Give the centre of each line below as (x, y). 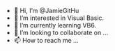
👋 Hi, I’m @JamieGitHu (46, 11)
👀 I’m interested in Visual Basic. (59, 18)
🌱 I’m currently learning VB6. (55, 25)
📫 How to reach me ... (46, 40)
